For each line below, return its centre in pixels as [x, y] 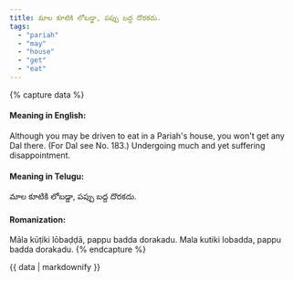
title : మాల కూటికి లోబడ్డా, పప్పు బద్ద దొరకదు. [85, 18]
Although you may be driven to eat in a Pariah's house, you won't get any [147, 136]
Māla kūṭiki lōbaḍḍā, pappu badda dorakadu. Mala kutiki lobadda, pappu [145, 240]
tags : [20, 26]
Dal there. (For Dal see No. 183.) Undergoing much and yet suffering [137, 146]
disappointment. [40, 155]
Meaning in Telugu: [47, 176]
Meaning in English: [48, 116]
